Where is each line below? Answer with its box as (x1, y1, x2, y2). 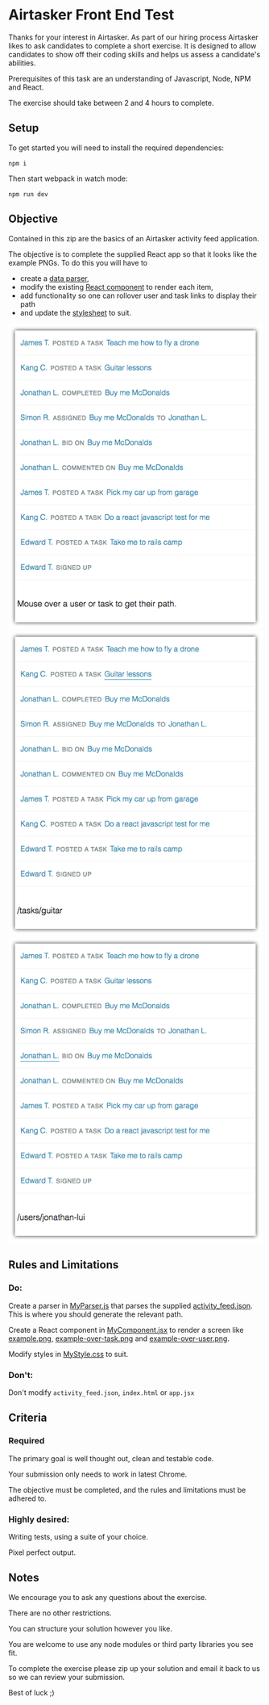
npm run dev (8, 190, 48, 199)
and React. (8, 82, 44, 92)
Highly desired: (8, 1514, 70, 1525)
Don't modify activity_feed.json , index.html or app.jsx (8, 1387, 195, 1397)
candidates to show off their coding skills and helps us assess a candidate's (8, 49, 261, 59)
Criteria (8, 1411, 48, 1425)
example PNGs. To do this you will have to (8, 258, 147, 267)
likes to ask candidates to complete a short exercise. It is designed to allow (8, 40, 257, 50)
